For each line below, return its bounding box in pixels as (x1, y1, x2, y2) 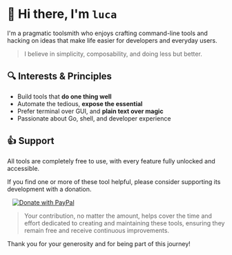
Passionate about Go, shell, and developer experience (17, 114, 171, 123)
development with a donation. (7, 185, 92, 193)
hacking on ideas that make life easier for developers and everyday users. (7, 36, 217, 44)
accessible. (7, 164, 40, 172)
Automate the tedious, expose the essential (17, 99, 143, 108)
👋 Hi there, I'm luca (7, 6, 117, 22)
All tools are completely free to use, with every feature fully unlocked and (7, 156, 215, 165)
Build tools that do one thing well (17, 92, 112, 101)
